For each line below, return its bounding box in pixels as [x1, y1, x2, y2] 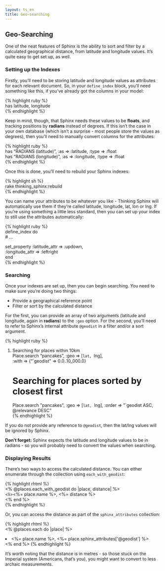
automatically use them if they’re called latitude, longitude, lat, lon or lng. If [5, 203, 157, 209]
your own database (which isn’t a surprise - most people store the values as [5, 128, 160, 134]
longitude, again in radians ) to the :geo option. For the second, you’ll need [5, 318, 157, 324]
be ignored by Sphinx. [5, 428, 50, 433]
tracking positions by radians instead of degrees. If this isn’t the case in [5, 123, 151, 129]
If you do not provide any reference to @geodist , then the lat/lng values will [5, 422, 157, 428]
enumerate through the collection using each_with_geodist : [5, 471, 125, 477]
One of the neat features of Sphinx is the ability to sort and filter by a [5, 43, 145, 49]
